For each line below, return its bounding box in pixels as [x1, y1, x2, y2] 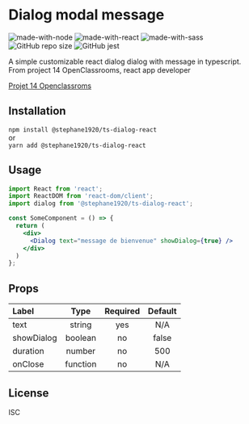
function [65, 359, 97, 370]
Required [104, 305, 141, 317]
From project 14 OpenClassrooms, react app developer [8, 65, 192, 74]
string [70, 319, 92, 330]
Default [148, 305, 177, 317]
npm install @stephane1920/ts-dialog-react [8, 125, 158, 134]
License [8, 386, 49, 400]
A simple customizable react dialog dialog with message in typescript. [8, 57, 242, 66]
